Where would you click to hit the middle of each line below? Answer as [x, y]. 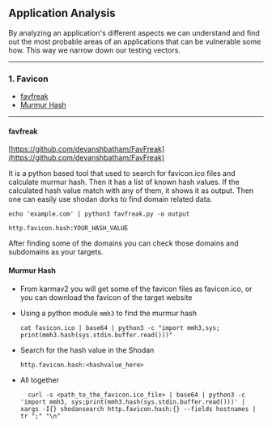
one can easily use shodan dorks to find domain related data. [110, 199]
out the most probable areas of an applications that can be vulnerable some [135, 41]
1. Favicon [28, 79]
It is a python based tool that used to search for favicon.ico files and [122, 173]
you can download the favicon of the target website [106, 297]
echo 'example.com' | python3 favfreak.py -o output [99, 214]
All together [40, 379]
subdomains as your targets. [56, 252]
